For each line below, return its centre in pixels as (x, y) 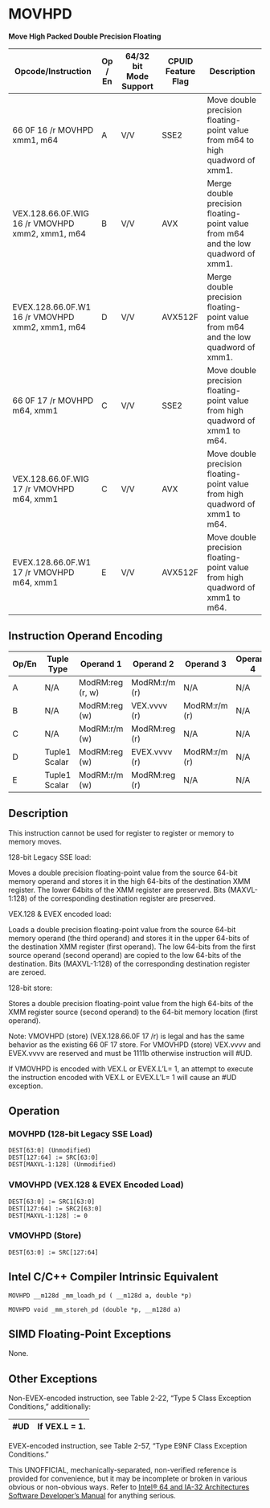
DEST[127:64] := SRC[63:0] (53, 1158)
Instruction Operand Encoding (86, 636)
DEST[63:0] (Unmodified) (50, 1151)
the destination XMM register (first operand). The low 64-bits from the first (132, 947)
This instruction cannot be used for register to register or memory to (121, 832)
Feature (180, 71)
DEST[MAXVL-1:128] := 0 (48, 1215)
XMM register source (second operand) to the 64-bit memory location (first (133, 1012)
